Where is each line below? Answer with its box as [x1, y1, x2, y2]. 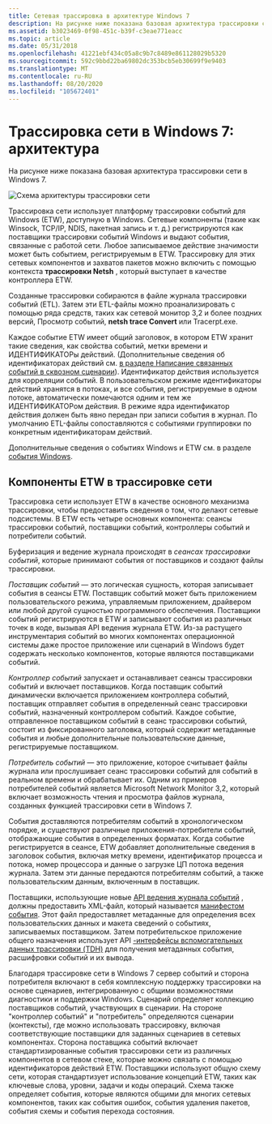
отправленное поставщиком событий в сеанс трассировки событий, [8, 716, 248, 726]
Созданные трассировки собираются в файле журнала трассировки [8, 291, 247, 301]
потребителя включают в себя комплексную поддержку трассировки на [8, 977, 261, 987]
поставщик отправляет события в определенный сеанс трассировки [8, 699, 249, 709]
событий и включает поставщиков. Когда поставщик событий [8, 682, 223, 692]
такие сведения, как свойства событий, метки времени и [8, 341, 208, 351]
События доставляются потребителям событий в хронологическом [8, 817, 244, 826]
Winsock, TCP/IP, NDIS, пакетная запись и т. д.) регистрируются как [8, 224, 244, 234]
